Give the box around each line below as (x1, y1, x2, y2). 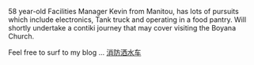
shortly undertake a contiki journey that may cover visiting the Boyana (8, 23, 236, 32)
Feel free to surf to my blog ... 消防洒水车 (8, 48, 142, 57)
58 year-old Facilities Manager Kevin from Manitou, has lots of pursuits (8, 7, 239, 16)
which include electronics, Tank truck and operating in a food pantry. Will (8, 15, 247, 24)
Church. (8, 31, 35, 41)
